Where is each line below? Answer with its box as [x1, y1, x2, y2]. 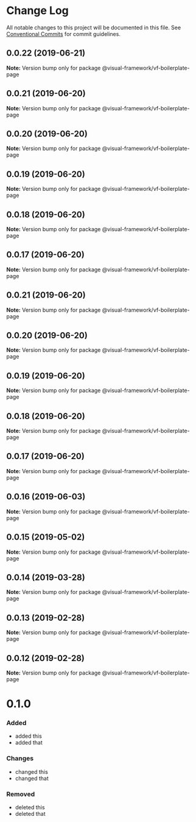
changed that [15, 774, 49, 782]
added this [15, 732, 43, 740]
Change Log [6, 4, 69, 18]
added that [15, 739, 43, 746]
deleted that [15, 810, 46, 818]
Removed [6, 790, 35, 798]
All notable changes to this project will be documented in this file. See [6, 24, 181, 31]
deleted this [15, 804, 45, 811]
